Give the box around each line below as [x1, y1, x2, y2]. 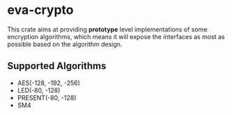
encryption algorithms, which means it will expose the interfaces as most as [7, 32, 225, 40]
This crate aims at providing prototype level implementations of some [7, 25, 208, 33]
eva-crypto [7, 2, 75, 18]
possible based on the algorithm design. [7, 40, 123, 48]
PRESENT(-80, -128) [17, 93, 77, 102]
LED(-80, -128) [17, 86, 61, 94]
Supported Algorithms [7, 60, 107, 72]
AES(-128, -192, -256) [17, 79, 80, 87]
